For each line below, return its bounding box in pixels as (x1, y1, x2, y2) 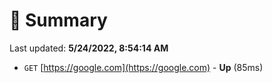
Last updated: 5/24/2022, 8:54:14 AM (9, 42, 169, 54)
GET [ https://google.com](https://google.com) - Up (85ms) (23, 61, 264, 73)
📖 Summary (9, 9, 108, 32)
